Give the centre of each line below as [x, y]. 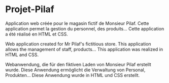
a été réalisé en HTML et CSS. [37, 34]
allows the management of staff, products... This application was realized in [84, 49]
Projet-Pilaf [30, 9]
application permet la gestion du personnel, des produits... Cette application [85, 28]
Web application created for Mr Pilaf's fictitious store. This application [78, 44]
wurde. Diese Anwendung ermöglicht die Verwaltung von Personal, [75, 70]
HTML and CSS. [22, 55]
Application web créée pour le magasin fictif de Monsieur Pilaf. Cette [77, 23]
